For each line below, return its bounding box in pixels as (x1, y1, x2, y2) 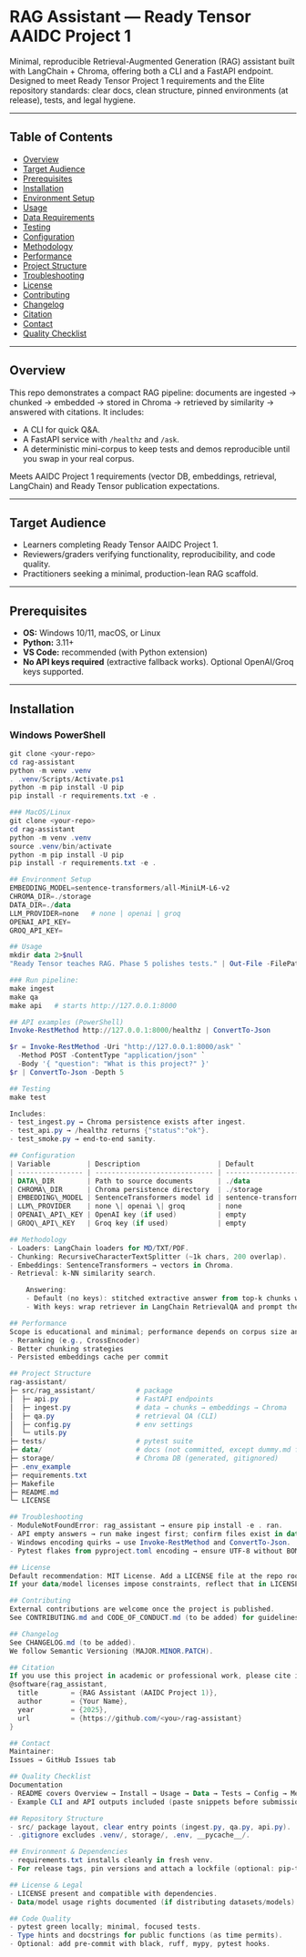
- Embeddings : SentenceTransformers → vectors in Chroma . (9, 1260, 234, 1269)
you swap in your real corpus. (22, 453, 135, 464)
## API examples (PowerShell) (9, 1017, 125, 1026)
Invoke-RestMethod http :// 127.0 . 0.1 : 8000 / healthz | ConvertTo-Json (9, 1026, 271, 1035)
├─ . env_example (9, 1462, 71, 1472)
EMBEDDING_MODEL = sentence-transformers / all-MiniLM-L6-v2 (9, 883, 230, 893)
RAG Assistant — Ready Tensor (9, 6, 252, 27)
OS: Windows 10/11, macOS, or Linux (22, 627, 161, 638)
